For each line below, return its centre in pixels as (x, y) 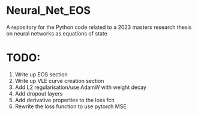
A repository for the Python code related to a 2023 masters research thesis (99, 27)
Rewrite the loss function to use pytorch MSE (71, 106)
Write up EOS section (41, 74)
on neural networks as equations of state (57, 33)
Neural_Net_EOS (49, 11)
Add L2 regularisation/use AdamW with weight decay (81, 87)
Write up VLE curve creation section (59, 81)
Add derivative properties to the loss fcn (65, 100)
